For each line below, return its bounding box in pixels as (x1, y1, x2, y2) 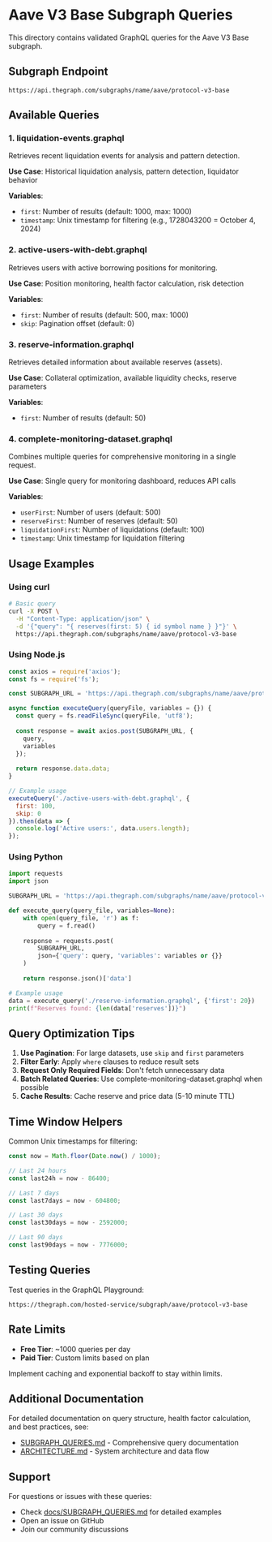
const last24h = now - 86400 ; (8, 1174, 111, 1182)
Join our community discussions (19, 1524, 130, 1535)
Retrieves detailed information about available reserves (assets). (8, 357, 223, 367)
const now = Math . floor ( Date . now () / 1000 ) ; (8, 1152, 161, 1161)
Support (8, 1470, 51, 1484)
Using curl (8, 581, 50, 592)
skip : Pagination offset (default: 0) (19, 318, 135, 328)
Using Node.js (8, 649, 66, 661)
